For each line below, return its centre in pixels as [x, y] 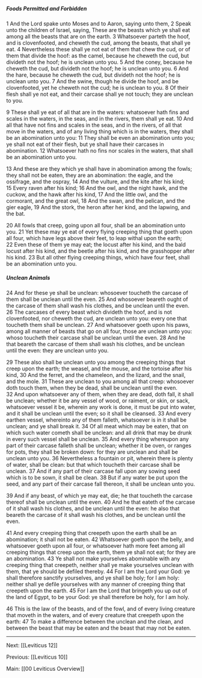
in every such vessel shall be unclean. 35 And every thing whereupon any [98, 439]
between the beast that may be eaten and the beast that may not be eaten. [99, 628]
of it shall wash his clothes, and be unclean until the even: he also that [93, 508]
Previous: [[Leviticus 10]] [37, 657]
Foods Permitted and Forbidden [47, 8]
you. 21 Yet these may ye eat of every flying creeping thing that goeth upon [99, 232]
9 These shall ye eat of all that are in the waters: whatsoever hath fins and [98, 112]
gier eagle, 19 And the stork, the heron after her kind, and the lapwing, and [98, 207]
